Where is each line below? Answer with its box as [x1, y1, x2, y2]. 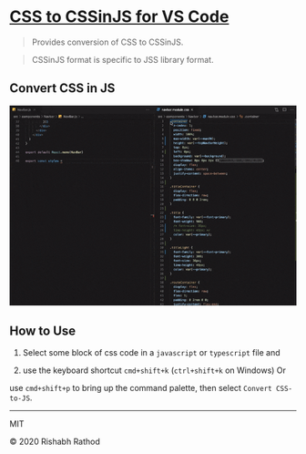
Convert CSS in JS [9, 80, 116, 97]
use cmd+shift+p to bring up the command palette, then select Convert [9, 383, 272, 394]
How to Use [9, 324, 76, 339]
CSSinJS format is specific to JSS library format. [31, 54, 214, 65]
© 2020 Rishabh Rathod [9, 436, 100, 448]
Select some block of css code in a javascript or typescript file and [22, 347, 280, 358]
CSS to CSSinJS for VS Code [9, 6, 229, 27]
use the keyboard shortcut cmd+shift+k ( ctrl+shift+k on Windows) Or [22, 365, 287, 376]
